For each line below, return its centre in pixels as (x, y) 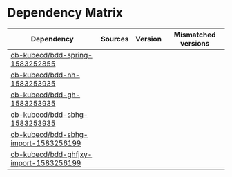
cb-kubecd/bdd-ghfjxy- (51, 154)
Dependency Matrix (65, 13)
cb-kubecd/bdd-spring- (52, 55)
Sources (115, 39)
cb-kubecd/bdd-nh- (46, 75)
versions (195, 43)
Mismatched (195, 35)
